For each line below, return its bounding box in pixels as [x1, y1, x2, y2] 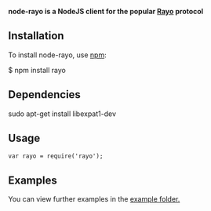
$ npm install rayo [8, 65, 67, 75]
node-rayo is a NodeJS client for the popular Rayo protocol [8, 7, 204, 16]
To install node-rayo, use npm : [8, 50, 107, 60]
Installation [8, 29, 64, 42]
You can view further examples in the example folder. [8, 195, 180, 204]
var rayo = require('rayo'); [8, 152, 104, 160]
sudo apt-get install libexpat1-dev [8, 109, 116, 118]
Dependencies [8, 88, 81, 101]
